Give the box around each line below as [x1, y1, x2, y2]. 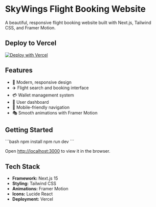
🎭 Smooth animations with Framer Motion [12, 110, 98, 115]
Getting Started [5, 126, 53, 134]
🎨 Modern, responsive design [12, 79, 72, 85]
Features [5, 66, 33, 74]
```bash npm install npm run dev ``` [5, 138, 74, 145]
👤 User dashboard [12, 99, 49, 105]
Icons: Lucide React [12, 191, 53, 197]
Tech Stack [5, 162, 40, 171]
